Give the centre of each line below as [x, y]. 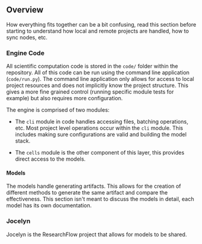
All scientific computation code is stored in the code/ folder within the [92, 66]
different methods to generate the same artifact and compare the [87, 193]
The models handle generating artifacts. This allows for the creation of [94, 186]
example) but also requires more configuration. [65, 98]
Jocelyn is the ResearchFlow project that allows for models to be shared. [96, 234]
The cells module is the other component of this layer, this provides [100, 153]
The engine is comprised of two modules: [58, 110]
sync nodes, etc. [27, 37]
